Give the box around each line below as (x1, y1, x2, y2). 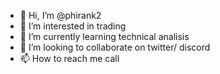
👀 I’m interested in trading (19, 20, 127, 32)
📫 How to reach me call (19, 53, 120, 64)
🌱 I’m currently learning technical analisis (19, 31, 190, 42)
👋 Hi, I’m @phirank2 (19, 10, 102, 21)
